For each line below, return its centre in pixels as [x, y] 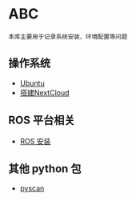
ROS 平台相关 [42, 121]
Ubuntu [32, 83]
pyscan [32, 188]
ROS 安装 [35, 141]
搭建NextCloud [44, 92]
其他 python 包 [45, 169]
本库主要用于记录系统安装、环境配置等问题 [68, 37]
